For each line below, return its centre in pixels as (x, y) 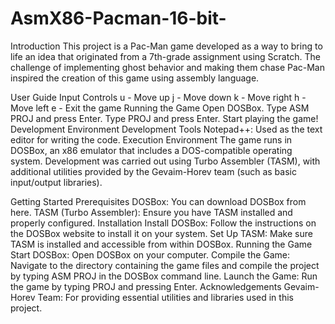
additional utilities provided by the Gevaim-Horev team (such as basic (153, 171)
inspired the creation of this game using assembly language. (135, 78)
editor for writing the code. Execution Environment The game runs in (151, 139)
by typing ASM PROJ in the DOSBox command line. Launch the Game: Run (164, 276)
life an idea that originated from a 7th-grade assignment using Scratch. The (165, 56)
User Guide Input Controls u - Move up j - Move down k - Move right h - (158, 97)
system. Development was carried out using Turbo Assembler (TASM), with (165, 161)
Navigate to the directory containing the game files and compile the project (165, 265)
